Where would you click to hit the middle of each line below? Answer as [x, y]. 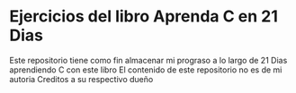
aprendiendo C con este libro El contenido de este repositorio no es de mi [146, 70]
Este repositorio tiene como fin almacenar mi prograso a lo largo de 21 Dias [148, 60]
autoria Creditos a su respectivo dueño [81, 79]
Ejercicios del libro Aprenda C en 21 [144, 17]
